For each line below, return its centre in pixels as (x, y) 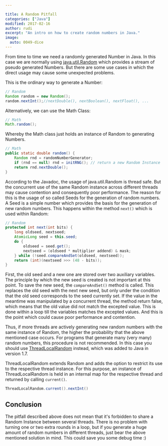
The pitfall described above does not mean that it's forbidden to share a (79, 416)
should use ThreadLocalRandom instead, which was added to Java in (77, 348)
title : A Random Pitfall (31, 14)
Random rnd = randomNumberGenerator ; (54, 158)
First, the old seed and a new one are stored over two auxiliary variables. (80, 275)
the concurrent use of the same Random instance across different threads (81, 187)
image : (12, 38)
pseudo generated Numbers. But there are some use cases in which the (79, 67)
